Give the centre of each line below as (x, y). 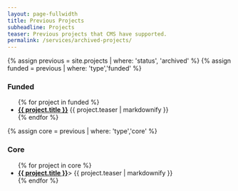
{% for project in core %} (55, 165)
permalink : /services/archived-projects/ (70, 41)
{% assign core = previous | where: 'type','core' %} (83, 131)
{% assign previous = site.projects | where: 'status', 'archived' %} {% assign (119, 61)
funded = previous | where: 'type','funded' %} (75, 68)
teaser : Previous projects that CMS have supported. (87, 34)
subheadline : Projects (41, 27)
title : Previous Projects (46, 21)
